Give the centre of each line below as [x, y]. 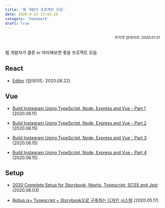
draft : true [17, 23]
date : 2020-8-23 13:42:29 [31, 14]
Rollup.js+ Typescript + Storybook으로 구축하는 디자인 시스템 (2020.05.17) [85, 200]
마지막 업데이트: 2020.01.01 [137, 38]
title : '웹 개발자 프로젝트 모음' [35, 10]
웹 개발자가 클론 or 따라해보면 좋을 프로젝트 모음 [51, 52]
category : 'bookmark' [27, 19]
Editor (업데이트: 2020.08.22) [41, 81]
